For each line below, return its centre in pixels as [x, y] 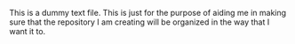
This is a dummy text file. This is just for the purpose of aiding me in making [148, 13]
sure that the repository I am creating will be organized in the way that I [140, 22]
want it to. [28, 31]
